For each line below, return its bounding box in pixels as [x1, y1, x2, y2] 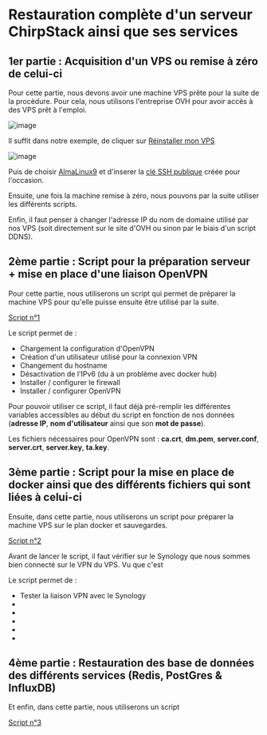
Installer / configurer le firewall [19, 377, 121, 387]
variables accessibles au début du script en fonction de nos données [8, 410, 235, 419]
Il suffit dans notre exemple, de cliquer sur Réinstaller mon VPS [8, 136, 215, 145]
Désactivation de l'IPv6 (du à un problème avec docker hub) [19, 369, 218, 379]
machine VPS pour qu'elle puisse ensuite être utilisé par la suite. [8, 297, 219, 307]
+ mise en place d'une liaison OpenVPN [8, 268, 209, 281]
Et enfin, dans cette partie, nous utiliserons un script [8, 702, 180, 712]
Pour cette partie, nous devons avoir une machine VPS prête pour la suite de [8, 88, 260, 97]
